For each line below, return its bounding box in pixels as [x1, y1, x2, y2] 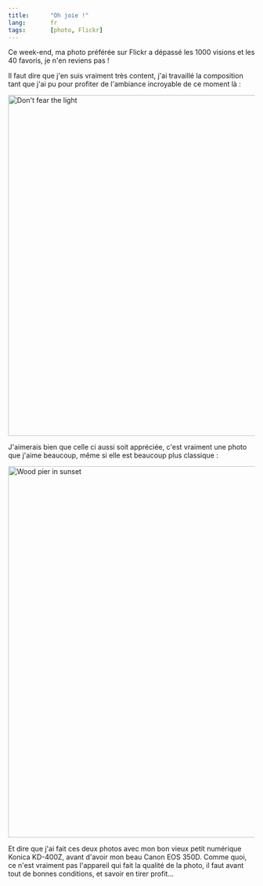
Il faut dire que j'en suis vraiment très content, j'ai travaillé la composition [8, 71, 244, 81]
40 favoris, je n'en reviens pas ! [8, 56, 110, 65]
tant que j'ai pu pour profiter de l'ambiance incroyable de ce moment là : [8, 79, 241, 89]
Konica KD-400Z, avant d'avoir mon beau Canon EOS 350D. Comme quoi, [8, 852, 247, 862]
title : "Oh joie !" [8, 11, 89, 20]
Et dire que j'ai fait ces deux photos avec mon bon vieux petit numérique [8, 844, 242, 854]
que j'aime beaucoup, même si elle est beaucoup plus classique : [8, 450, 219, 460]
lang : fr [8, 19, 58, 27]
